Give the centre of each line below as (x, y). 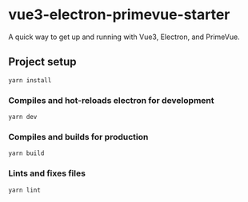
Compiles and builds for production (78, 137)
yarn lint (25, 190)
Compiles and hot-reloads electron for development (111, 100)
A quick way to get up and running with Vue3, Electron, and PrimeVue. (124, 37)
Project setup (43, 62)
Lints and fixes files (47, 173)
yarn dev (23, 117)
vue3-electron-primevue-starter (119, 15)
